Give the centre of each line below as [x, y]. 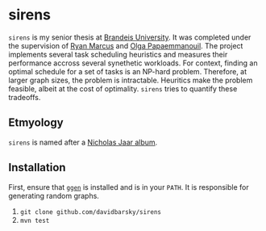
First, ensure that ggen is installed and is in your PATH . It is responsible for [129, 187]
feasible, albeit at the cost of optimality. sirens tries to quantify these [123, 88]
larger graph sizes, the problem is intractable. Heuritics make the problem [131, 80]
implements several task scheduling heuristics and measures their [118, 54]
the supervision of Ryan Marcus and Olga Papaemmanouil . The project [126, 45]
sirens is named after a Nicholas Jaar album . [83, 142]
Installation [37, 168]
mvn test [35, 220]
